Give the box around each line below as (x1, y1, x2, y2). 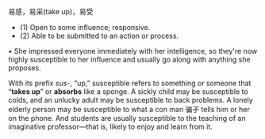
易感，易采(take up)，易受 (8, 7, 94, 16)
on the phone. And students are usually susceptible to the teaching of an (8, 114, 246, 122)
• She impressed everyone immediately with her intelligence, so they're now (8, 47, 258, 55)
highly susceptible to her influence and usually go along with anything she (8, 54, 252, 64)
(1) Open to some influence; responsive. (19, 23, 151, 32)
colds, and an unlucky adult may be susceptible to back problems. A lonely (8, 96, 254, 104)
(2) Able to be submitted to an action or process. (19, 31, 179, 40)
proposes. (8, 63, 41, 73)
